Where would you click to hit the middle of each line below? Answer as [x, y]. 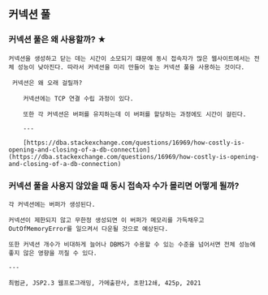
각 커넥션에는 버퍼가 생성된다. [52, 204]
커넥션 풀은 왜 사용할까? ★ [58, 40]
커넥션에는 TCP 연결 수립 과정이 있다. [78, 98]
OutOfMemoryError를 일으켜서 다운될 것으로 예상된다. [89, 229]
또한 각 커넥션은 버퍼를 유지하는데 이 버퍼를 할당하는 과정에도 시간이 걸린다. [135, 114]
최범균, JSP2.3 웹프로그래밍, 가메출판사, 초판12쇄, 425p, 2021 [105, 283]
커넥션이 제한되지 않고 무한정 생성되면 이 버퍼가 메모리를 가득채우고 [106, 220]
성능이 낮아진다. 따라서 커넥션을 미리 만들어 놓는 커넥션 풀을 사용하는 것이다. [131, 67]
